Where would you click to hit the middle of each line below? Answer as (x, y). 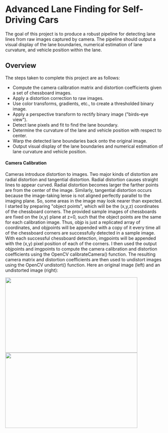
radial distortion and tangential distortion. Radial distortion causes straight (82, 179)
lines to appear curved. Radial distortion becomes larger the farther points (82, 185)
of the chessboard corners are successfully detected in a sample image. (80, 233)
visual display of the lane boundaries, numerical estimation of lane (74, 44)
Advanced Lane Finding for (63, 9)
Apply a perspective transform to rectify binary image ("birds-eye (80, 114)
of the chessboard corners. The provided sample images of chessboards (81, 211)
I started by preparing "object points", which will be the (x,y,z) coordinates (82, 206)
